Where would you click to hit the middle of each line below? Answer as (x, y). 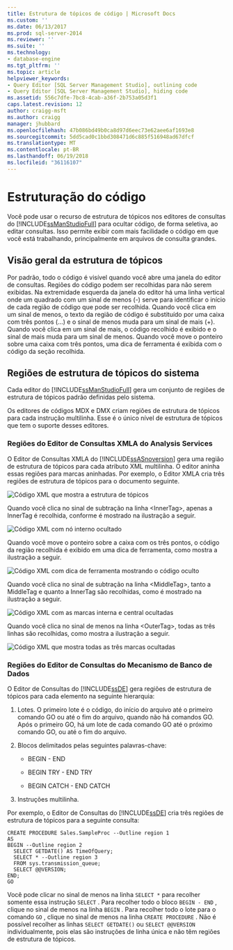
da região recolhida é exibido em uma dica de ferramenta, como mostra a (112, 550)
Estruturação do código (77, 197)
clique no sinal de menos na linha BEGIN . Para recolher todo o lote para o (112, 909)
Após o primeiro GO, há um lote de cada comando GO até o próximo (115, 724)
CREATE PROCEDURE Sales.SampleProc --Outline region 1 (88, 833)
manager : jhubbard (34, 124)
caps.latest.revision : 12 (45, 104)
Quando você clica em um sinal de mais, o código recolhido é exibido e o (112, 329)
